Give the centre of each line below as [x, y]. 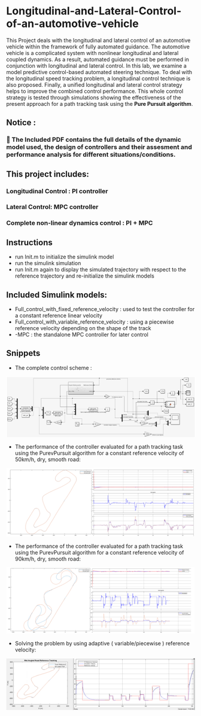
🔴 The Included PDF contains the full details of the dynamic [94, 140]
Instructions [29, 243]
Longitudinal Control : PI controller [57, 191]
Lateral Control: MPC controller [52, 207]
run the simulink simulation [48, 263]
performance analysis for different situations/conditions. [91, 155]
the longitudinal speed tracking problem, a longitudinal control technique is [98, 78]
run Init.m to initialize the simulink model [64, 257]
